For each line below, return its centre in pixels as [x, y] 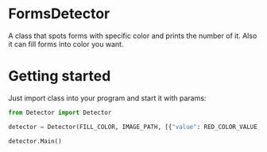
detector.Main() [35, 141]
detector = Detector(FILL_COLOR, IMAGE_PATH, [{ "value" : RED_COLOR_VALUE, [135, 127]
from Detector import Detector [60, 112]
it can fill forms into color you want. [66, 44]
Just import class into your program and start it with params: [107, 98]
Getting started [60, 76]
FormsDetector [59, 14]
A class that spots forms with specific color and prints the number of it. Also [133, 36]
